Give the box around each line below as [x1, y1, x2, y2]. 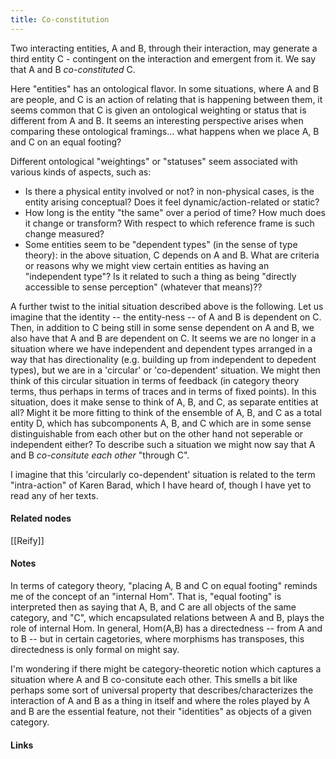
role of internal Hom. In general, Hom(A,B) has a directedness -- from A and [10, 622, 323, 635]
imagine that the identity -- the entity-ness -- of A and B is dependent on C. [10, 311, 322, 323]
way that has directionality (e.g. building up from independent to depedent [10, 353, 317, 365]
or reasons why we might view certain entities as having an [24, 259, 270, 271]
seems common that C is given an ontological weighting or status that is [10, 104, 307, 116]
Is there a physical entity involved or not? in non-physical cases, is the [24, 185, 315, 197]
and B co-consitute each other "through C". [10, 449, 190, 461]
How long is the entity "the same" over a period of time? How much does [24, 206, 327, 218]
